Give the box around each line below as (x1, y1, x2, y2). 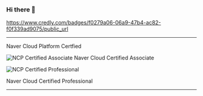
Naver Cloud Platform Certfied (6, 43, 82, 50)
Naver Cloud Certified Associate (74, 54, 155, 62)
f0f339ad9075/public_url (6, 25, 68, 32)
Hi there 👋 (6, 5, 36, 14)
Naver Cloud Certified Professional (6, 77, 93, 85)
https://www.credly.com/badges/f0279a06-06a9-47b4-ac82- (6, 19, 161, 26)
